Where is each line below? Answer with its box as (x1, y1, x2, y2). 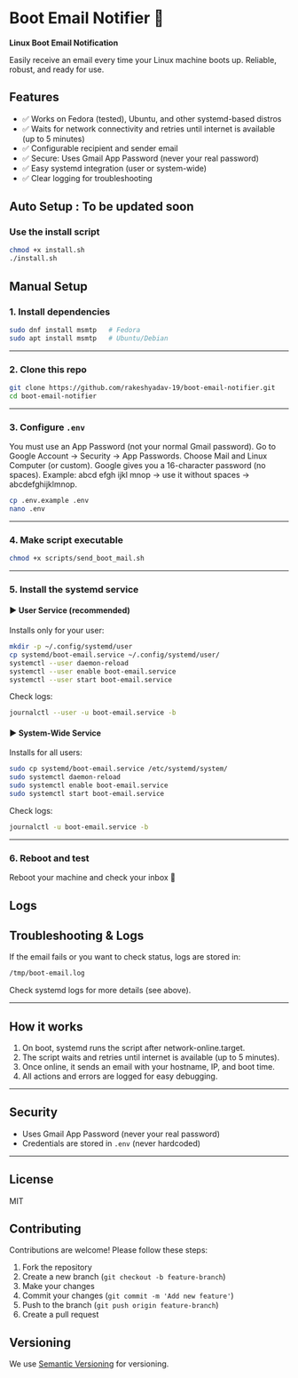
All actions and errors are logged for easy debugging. (21, 1071, 218, 1082)
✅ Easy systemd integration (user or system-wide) (21, 163, 207, 173)
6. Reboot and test (9, 852, 90, 864)
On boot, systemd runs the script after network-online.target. (21, 1043, 246, 1054)
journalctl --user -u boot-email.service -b (9, 708, 176, 718)
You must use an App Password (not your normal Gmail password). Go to (9, 441, 277, 451)
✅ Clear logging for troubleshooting (21, 172, 153, 183)
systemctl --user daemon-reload (9, 658, 129, 667)
